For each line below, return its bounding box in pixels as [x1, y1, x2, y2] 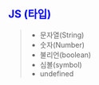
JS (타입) [8, 7, 52, 21]
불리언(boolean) [39, 50, 92, 60]
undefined [39, 68, 74, 78]
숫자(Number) [39, 40, 85, 49]
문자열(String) [39, 30, 85, 40]
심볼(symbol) [39, 60, 82, 69]
